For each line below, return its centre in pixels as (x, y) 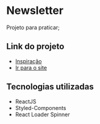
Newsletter (35, 11)
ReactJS (26, 102)
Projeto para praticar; (33, 27)
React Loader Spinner (42, 114)
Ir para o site (31, 67)
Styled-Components (41, 108)
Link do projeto (35, 46)
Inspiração (28, 61)
